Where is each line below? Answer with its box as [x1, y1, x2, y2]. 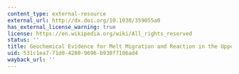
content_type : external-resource [7, 10, 107, 18]
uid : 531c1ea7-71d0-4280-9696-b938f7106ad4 [7, 50, 139, 57]
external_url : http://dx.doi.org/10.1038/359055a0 [7, 17, 161, 24]
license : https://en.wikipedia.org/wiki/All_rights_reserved [7, 30, 193, 37]
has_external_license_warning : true [7, 23, 116, 30]
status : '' [7, 37, 40, 44]
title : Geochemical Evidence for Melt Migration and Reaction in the [7, 43, 218, 50]
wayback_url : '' [7, 56, 55, 63]
